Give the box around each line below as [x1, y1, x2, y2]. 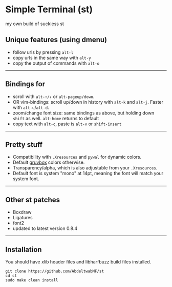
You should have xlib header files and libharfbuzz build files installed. [5, 259, 152, 265]
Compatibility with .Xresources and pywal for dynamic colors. [12, 154, 142, 160]
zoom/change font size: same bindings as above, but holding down [12, 109, 155, 116]
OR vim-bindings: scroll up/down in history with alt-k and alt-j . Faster [12, 99, 164, 105]
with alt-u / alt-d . [12, 104, 50, 110]
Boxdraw [12, 209, 32, 215]
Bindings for [5, 80, 46, 88]
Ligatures [12, 215, 33, 221]
